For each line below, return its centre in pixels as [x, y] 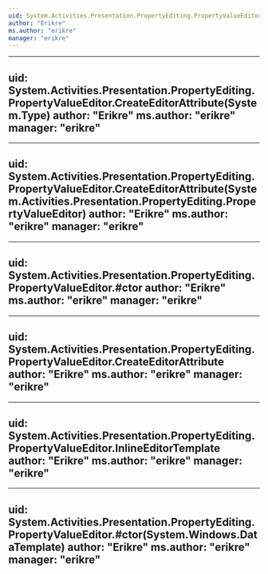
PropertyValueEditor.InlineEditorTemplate [114, 448]
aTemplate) [37, 547]
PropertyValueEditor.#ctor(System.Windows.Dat [133, 534]
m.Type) [30, 116]
